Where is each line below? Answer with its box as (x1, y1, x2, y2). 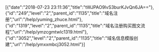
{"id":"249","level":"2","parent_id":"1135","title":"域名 (5, 10, 114, 16)
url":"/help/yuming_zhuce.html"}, (14, 16, 83, 22)
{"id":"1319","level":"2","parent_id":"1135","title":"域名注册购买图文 (5, 22, 141, 28)
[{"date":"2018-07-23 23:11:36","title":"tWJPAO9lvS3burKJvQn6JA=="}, (5, 4, 154, 10)
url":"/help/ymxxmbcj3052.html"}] (14, 41, 86, 47)
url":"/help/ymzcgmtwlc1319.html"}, (14, 29, 88, 34)
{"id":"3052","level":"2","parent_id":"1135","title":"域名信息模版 (5, 35, 134, 41)
